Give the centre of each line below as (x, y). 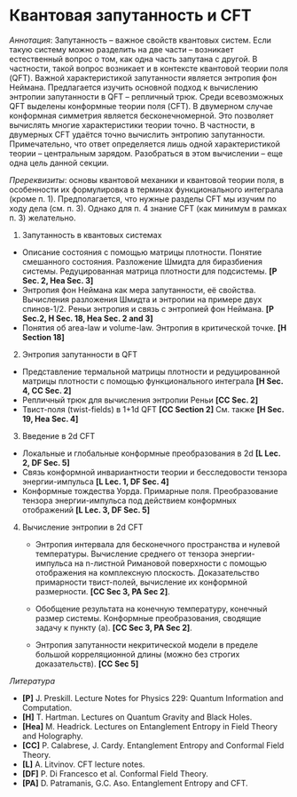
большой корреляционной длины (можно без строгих (137, 654)
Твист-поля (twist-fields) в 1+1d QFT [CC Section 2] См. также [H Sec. (153, 409)
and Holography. (52, 736)
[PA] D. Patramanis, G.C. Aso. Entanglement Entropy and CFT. (135, 783)
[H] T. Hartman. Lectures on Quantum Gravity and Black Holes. (137, 717)
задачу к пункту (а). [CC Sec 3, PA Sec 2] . (113, 627)
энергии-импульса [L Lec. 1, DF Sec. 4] (96, 482)
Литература (32, 681)
